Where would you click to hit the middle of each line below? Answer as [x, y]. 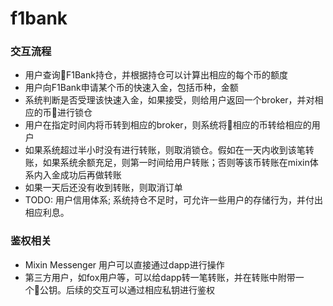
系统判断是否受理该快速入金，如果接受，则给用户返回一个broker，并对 [169, 100]
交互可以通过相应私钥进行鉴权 [153, 289]
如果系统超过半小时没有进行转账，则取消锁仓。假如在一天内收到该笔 [165, 150]
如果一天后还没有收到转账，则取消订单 [103, 188]
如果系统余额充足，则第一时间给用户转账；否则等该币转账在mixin [176, 163]
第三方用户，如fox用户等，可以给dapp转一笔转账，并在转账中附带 [160, 277]
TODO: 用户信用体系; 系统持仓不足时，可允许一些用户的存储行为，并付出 [174, 200]
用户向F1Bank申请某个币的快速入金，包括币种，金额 [131, 88]
